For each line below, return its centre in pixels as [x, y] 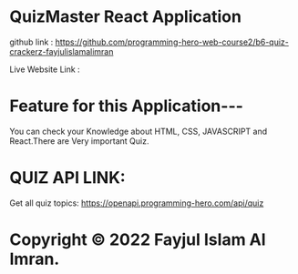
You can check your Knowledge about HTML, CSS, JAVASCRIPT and [139, 131]
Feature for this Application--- [127, 106]
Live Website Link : [45, 69]
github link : [31, 42]
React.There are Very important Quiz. [79, 141]
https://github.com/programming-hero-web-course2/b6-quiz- [172, 42]
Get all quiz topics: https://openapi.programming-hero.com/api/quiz [137, 203]
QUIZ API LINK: [67, 178]
